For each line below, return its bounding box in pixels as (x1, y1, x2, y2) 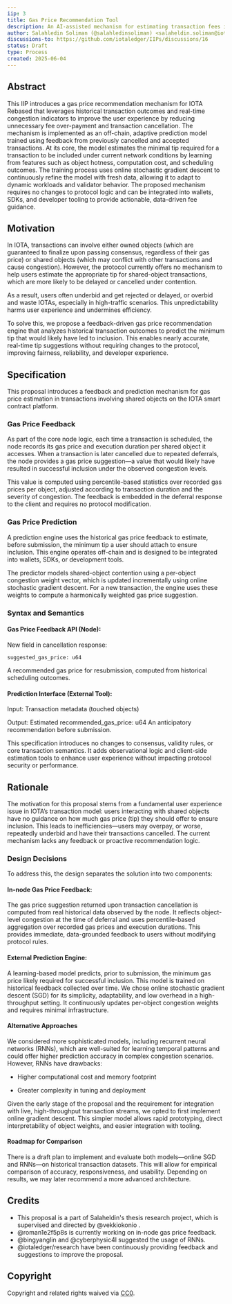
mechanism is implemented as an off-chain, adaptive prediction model (7, 129, 208, 137)
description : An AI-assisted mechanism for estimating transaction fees (7, 23, 221, 30)
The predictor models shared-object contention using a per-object (7, 568, 196, 577)
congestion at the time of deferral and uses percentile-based (21, 916, 195, 924)
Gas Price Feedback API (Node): (7, 625, 101, 634)
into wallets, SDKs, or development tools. (7, 555, 124, 564)
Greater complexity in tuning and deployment (17, 1086, 146, 1094)
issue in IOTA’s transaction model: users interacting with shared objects (7, 807, 210, 815)
